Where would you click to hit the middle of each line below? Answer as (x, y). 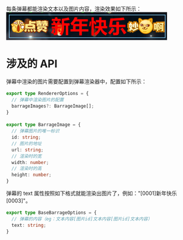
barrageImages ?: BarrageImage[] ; (53, 106)
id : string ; (26, 138)
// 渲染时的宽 (27, 156)
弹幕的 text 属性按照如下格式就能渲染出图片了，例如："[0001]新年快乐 (91, 193)
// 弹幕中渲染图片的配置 (38, 100)
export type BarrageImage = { (44, 125)
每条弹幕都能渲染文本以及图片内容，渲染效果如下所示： (74, 9)
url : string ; (28, 150)
